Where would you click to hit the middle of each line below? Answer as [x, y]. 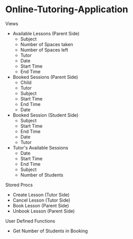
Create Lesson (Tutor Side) [41, 194]
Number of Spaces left [44, 50]
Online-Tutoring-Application [67, 9]
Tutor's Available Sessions [40, 147]
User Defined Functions [30, 221]
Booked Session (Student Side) [46, 115]
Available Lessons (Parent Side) [46, 33]
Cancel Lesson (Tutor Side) [41, 200]
